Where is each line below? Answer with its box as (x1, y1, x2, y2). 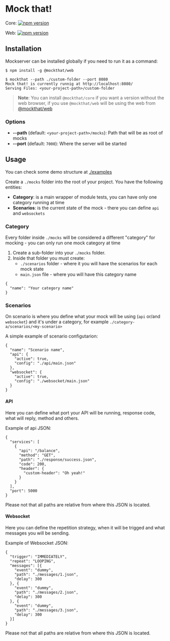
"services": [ (10, 439, 40, 444)
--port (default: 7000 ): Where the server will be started (12, 141, 127, 147)
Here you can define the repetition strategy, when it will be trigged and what (5, 524, 165, 531)
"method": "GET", (18, 453, 56, 458)
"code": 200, (18, 461, 47, 466)
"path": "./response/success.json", (18, 457, 97, 462)
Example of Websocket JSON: (5, 540, 69, 546)
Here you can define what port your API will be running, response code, (5, 409, 156, 415)
